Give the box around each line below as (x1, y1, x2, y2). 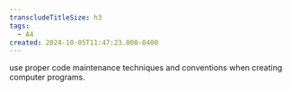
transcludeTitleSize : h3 (9, 12, 102, 22)
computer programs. (9, 72, 85, 83)
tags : (9, 21, 30, 30)
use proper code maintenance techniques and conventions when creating (9, 62, 283, 73)
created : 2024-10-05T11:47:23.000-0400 (9, 37, 159, 47)
